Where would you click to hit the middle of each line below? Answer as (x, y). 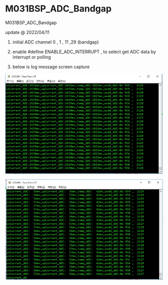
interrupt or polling (31, 57)
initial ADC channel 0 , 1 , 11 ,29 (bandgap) (55, 42)
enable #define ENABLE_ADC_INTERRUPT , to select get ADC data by (84, 52)
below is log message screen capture (51, 67)
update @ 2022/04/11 (27, 32)
